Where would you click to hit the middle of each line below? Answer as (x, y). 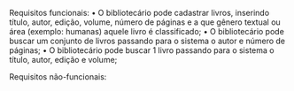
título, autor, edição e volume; (63, 60)
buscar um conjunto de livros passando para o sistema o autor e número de (147, 41)
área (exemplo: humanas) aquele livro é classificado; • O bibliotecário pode (147, 31)
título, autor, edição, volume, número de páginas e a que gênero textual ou (145, 22)
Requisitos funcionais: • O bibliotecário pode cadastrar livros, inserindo (139, 13)
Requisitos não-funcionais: (58, 77)
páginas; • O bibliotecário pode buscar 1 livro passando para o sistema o (142, 50)
